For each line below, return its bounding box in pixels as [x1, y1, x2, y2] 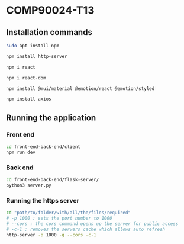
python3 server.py [6, 182, 51, 188]
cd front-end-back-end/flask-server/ [6, 176, 99, 182]
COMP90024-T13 [6, 4, 95, 17]
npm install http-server [6, 53, 67, 59]
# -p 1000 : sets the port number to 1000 [6, 215, 112, 221]
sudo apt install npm [6, 43, 60, 49]
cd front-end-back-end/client [6, 143, 81, 150]
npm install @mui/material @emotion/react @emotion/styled [6, 85, 155, 92]
